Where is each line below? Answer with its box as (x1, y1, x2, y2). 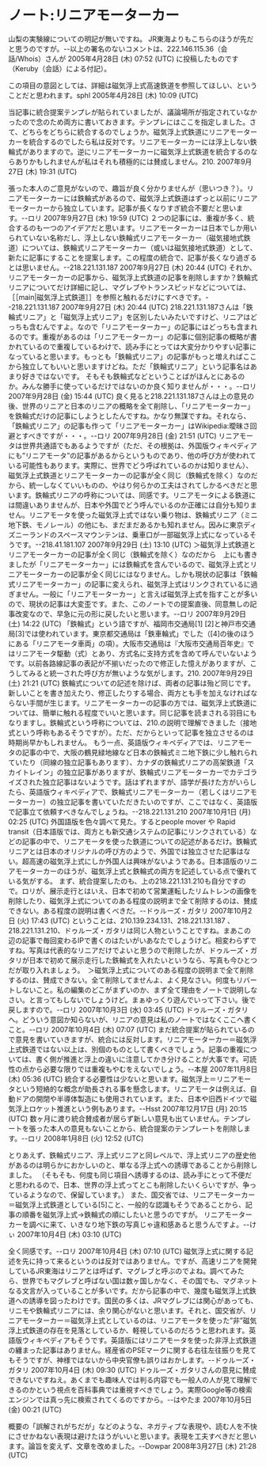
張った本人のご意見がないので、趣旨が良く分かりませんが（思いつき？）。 (8, 183, 248, 193)
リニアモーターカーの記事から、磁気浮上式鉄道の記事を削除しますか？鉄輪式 (8, 272, 258, 282)
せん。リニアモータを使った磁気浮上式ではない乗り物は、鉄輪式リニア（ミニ (8, 510, 258, 519)
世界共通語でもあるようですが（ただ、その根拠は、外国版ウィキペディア (21, 440, 257, 450)
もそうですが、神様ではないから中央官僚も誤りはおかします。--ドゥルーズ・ (8, 1355, 256, 1365)
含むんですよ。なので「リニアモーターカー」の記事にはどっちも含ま (28, 321, 251, 332)
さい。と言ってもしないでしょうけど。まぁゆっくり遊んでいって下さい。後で (8, 994, 256, 1005)
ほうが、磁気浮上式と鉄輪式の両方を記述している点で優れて (63, 866, 257, 876)
